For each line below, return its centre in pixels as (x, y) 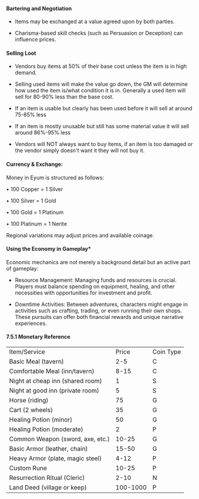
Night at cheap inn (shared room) (56, 381)
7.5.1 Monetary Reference (38, 337)
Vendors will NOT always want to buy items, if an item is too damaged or (104, 144)
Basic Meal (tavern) (37, 362)
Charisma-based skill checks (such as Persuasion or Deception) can (99, 33)
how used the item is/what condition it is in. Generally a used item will (100, 91)
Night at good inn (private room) (54, 390)
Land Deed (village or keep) (48, 488)
